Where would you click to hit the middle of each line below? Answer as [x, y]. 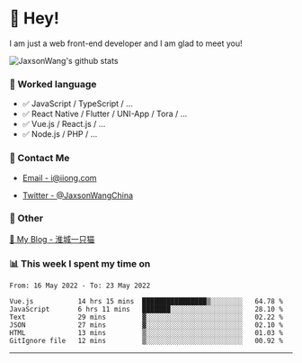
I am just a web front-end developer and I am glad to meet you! [126, 43]
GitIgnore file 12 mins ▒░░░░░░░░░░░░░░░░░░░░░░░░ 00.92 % [146, 341]
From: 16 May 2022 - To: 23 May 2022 [80, 286]
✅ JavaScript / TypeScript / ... [77, 104]
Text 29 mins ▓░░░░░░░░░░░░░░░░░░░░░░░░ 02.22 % [146, 318]
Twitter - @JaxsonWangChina [77, 195]
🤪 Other [26, 218]
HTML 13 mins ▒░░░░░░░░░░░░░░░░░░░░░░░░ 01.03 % [146, 333]
